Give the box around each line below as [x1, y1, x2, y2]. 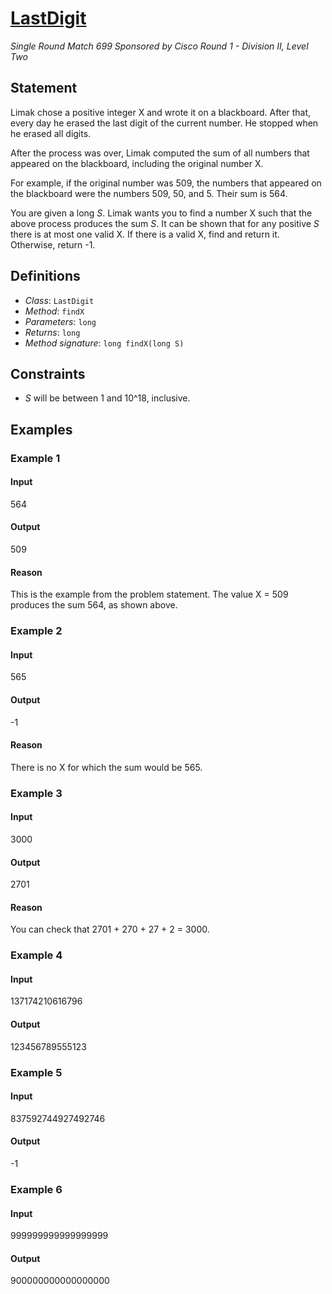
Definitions [10, 268, 81, 285]
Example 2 [10, 624, 63, 638]
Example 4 [10, 948, 63, 962]
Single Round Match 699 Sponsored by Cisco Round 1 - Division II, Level [10, 40, 309, 52]
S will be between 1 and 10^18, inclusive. [24, 392, 191, 404]
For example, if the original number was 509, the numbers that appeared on [10, 177, 322, 189]
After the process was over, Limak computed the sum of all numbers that [10, 147, 310, 159]
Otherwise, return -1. [10, 238, 96, 251]
